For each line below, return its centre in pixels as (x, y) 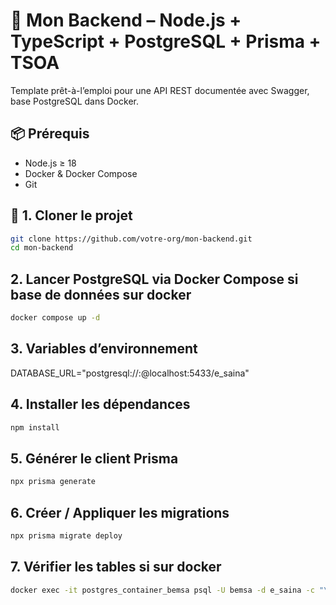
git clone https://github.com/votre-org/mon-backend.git (131, 239)
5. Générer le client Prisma (94, 458)
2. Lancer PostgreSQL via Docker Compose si (154, 279)
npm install (35, 427)
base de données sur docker (101, 294)
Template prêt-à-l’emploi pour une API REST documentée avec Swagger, (160, 90)
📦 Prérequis (50, 134)
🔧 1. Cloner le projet (71, 215)
